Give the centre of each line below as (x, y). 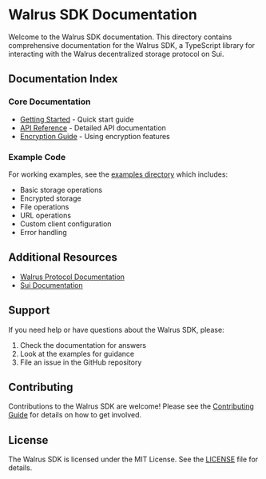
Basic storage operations (61, 190)
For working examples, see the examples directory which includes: (118, 174)
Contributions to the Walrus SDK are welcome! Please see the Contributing (131, 406)
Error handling (43, 232)
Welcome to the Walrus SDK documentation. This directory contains (120, 37)
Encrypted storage (50, 198)
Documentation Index (63, 79)
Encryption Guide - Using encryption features (95, 136)
